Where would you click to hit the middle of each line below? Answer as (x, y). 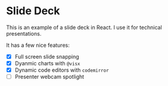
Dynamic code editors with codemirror (62, 70)
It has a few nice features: (38, 45)
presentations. (24, 33)
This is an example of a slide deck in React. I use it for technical (84, 27)
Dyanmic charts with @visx (47, 63)
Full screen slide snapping (47, 56)
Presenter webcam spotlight (49, 77)
